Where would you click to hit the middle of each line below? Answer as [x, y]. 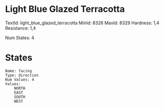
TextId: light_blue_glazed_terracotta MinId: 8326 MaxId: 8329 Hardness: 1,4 [82, 23]
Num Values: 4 [20, 80]
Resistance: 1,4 [21, 28]
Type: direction [22, 75]
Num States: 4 [20, 38]
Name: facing [19, 71]
